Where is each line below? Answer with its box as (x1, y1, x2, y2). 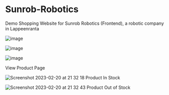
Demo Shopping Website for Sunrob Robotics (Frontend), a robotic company (5, 20, 164, 26)
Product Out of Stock (86, 84, 131, 90)
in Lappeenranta (5, 25, 39, 31)
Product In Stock (85, 74, 121, 80)
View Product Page (5, 65, 45, 71)
